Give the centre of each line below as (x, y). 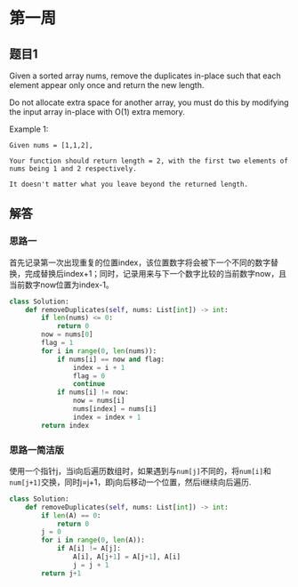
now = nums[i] (99, 401)
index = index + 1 (107, 417)
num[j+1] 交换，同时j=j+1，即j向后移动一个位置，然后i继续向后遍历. (130, 482)
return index (65, 425)
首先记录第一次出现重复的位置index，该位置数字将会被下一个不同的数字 (140, 262)
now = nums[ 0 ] (67, 334)
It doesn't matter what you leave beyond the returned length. (129, 184)
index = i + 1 (99, 367)
